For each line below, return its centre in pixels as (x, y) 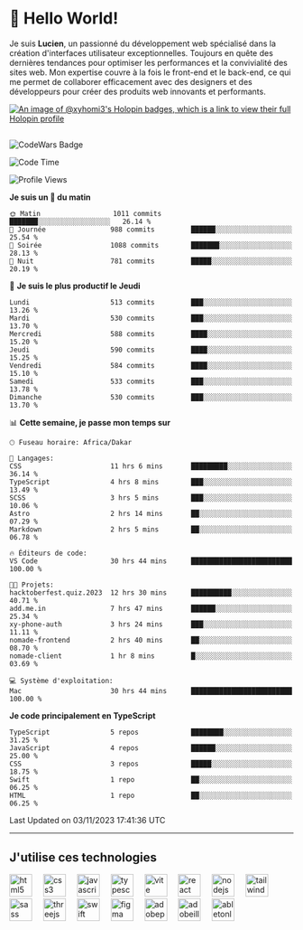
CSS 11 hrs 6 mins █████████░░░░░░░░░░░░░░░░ (151, 466)
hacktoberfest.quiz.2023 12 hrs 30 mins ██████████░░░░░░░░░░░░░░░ (151, 593)
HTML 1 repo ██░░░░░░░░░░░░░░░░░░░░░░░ (151, 796)
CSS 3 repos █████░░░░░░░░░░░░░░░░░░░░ (151, 764)
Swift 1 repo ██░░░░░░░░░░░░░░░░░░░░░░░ (151, 780)
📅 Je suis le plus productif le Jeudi (75, 286)
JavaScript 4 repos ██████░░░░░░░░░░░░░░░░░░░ (151, 748)
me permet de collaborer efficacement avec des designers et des (131, 81)
